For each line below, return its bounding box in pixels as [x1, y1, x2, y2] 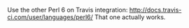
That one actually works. [94, 13, 166, 21]
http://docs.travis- [129, 6, 182, 14]
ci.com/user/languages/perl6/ [7, 13, 93, 21]
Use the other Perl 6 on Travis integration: [7, 6, 128, 14]
